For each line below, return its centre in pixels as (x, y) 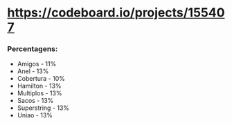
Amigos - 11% (37, 64)
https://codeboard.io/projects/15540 (116, 13)
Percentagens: (33, 49)
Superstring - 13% (43, 108)
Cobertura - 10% (41, 79)
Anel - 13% (33, 71)
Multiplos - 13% (39, 93)
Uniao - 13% (35, 115)
